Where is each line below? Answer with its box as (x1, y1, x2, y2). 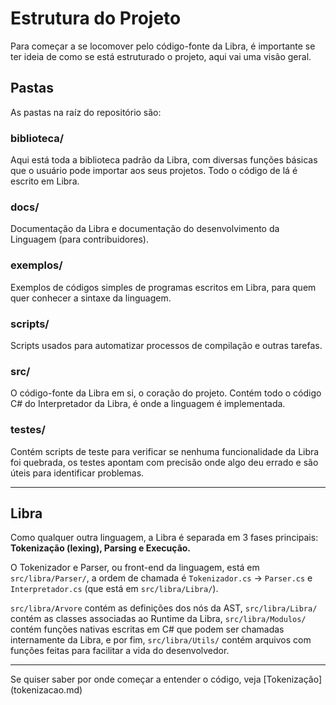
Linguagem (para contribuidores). (10, 233, 149, 246)
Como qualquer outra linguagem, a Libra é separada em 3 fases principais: (10, 532, 319, 544)
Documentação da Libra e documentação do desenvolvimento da (10, 223, 280, 235)
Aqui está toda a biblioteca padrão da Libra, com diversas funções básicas (10, 154, 318, 166)
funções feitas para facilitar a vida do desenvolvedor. (10, 645, 230, 657)
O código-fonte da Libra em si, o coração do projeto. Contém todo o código (10, 387, 322, 399)
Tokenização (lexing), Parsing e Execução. (10, 542, 192, 554)
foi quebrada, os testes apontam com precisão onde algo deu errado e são (10, 456, 319, 468)
